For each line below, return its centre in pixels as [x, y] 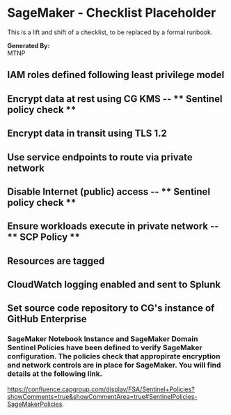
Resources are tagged [56, 261]
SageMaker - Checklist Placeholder [112, 13]
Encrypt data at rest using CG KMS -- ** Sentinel [115, 99]
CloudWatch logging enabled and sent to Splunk [114, 285]
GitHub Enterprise [47, 319]
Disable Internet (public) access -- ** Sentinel [109, 191]
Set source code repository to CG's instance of [111, 308]
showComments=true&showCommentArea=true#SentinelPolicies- [102, 396]
